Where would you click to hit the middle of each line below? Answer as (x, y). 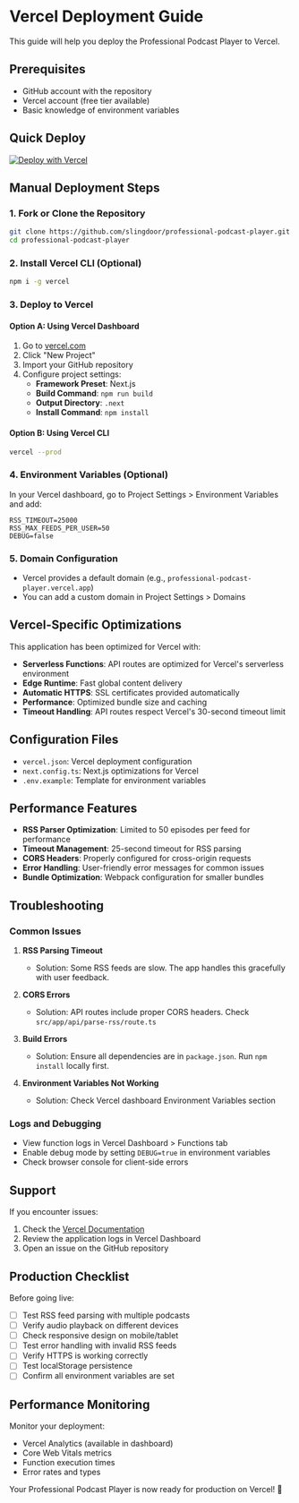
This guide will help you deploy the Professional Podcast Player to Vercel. (145, 41)
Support (33, 1190)
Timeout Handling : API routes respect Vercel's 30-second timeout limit (154, 711)
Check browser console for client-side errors (105, 1162)
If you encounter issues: (54, 1212)
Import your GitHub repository (78, 365)
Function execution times (68, 1463)
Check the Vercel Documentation (83, 1229)
